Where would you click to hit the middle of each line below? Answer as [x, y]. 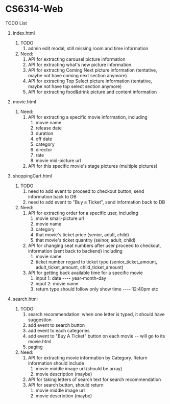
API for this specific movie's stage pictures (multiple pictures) [93, 166]
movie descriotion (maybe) [64, 396]
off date [44, 139]
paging [35, 347]
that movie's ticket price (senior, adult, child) [82, 234]
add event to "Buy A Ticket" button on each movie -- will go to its [96, 336]
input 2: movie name [57, 283]
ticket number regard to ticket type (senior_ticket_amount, [96, 262]
